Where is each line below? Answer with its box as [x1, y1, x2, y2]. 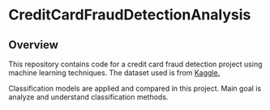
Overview [8, 38, 59, 52]
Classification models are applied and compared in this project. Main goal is [8, 83, 262, 93]
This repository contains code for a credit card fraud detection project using [8, 59, 263, 69]
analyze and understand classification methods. [8, 92, 169, 102]
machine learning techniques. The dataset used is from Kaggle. [8, 68, 221, 78]
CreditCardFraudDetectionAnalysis [8, 6, 251, 24]
